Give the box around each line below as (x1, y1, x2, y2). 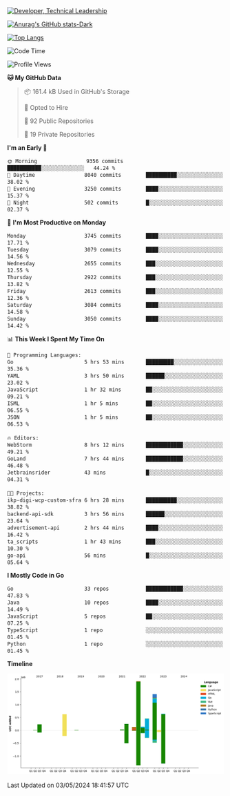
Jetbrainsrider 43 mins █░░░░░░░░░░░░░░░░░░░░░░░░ (7, 469, 224, 476)
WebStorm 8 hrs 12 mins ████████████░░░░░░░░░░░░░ (7, 442, 224, 448)
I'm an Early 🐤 (7, 144, 48, 151)
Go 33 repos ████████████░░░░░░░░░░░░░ (7, 585, 224, 592)
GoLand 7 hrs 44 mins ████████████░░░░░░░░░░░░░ (7, 455, 224, 462)
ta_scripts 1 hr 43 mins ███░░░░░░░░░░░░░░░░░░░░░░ (7, 538, 224, 545)
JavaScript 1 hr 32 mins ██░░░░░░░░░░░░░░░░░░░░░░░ (7, 386, 224, 393)
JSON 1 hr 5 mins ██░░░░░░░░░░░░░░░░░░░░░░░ (7, 414, 224, 421)
